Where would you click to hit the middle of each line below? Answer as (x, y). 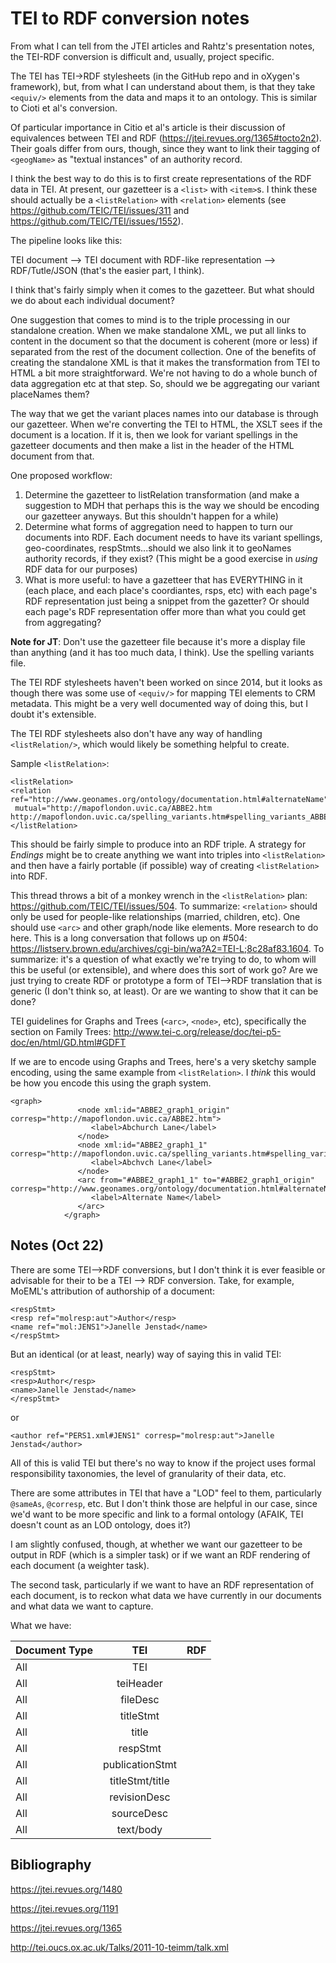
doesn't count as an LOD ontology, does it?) (101, 1524)
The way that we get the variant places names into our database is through (164, 413)
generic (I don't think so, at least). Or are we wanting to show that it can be (164, 991)
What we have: (41, 1625)
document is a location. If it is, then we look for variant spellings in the (154, 434)
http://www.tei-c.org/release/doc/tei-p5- (197, 1031)
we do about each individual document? (92, 300)
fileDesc (140, 1699)
